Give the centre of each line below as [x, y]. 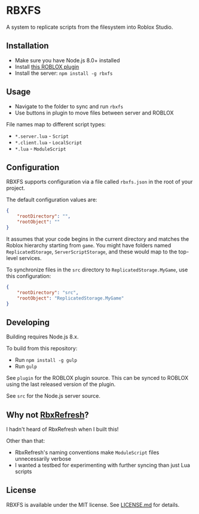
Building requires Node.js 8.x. [42, 337]
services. [30, 258]
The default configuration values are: [52, 200]
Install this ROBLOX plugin [47, 66]
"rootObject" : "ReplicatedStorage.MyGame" [71, 298]
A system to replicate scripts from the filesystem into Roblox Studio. [90, 27]
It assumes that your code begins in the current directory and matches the [98, 239]
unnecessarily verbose [43, 459]
